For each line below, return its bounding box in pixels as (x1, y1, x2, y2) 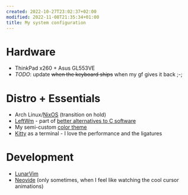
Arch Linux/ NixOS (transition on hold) (14, 111, 107, 118)
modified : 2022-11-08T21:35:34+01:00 (6, 14, 100, 20)
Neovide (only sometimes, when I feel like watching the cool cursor (14, 177, 179, 184)
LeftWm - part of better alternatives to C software (14, 118, 136, 125)
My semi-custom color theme (14, 123, 87, 131)
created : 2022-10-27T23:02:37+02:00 (6, 8, 97, 15)
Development (6, 151, 74, 164)
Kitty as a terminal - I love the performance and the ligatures (14, 130, 162, 137)
